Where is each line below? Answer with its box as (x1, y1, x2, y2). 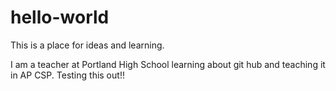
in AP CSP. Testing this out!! (10, 69, 125, 81)
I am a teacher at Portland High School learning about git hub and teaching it (10, 58, 326, 70)
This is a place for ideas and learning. (10, 39, 165, 51)
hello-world (10, 6, 110, 29)
